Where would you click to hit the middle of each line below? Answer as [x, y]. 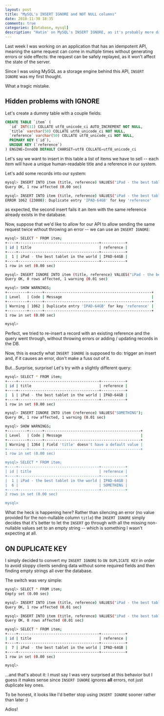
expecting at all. [21, 533]
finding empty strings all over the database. [49, 571]
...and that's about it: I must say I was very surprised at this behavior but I [79, 675]
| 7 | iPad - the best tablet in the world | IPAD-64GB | [66, 648]
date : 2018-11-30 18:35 [29, 19]
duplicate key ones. [25, 685]
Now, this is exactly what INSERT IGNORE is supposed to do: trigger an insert [81, 353]
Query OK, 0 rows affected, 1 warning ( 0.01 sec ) [57, 279]
